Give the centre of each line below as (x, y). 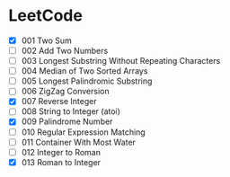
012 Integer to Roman (61, 152)
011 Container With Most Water (79, 142)
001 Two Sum (47, 40)
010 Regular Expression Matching (83, 132)
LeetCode (45, 16)
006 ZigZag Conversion (65, 92)
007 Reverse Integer (59, 102)
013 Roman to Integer (61, 162)
